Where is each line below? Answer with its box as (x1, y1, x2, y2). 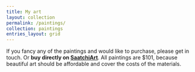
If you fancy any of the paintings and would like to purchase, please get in (6, 47, 190, 55)
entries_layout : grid (6, 31, 61, 37)
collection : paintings (6, 25, 63, 32)
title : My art (6, 8, 42, 15)
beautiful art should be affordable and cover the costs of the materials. (6, 61, 182, 68)
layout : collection (6, 14, 55, 20)
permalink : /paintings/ (6, 20, 66, 26)
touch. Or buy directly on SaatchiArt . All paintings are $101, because (6, 54, 178, 61)
